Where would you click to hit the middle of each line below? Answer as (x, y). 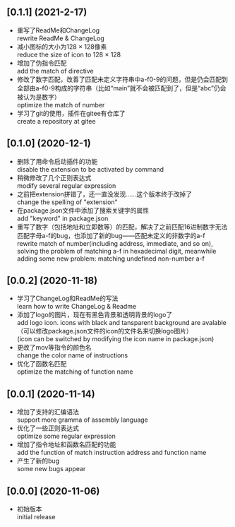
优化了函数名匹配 (42, 364)
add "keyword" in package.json (62, 218)
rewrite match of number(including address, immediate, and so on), (115, 243)
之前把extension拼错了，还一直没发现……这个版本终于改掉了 (104, 194)
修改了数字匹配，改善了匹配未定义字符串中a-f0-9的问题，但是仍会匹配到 (122, 79)
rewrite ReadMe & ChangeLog (61, 38)
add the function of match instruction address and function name (112, 453)
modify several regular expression (66, 185)
